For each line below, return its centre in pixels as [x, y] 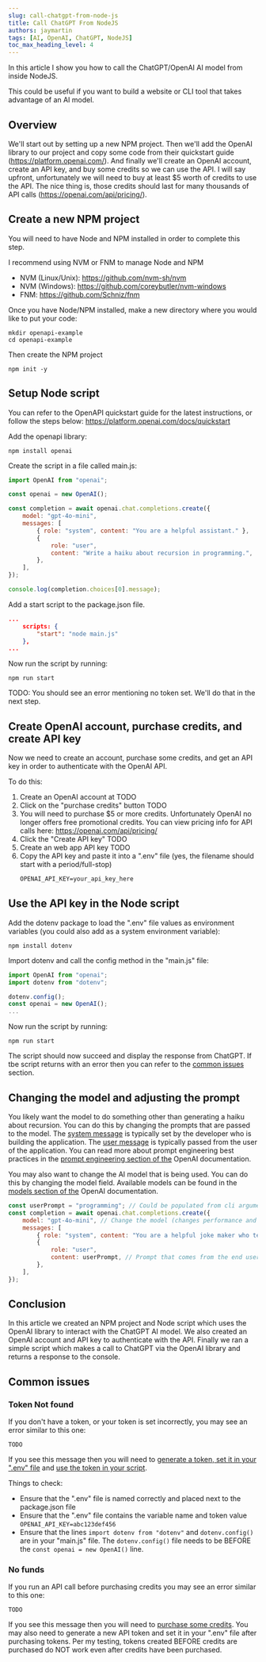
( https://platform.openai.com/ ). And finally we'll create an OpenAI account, [130, 160]
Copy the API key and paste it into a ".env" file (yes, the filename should [137, 856]
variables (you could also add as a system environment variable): [114, 931]
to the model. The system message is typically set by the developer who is [130, 1134]
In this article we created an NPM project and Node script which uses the [127, 1323]
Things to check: [36, 1484]
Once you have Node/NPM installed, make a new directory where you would [133, 309]
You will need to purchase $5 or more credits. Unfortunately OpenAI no [135, 814]
